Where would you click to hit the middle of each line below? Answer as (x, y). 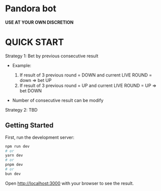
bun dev (13, 174)
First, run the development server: (40, 137)
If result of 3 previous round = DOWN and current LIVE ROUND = (86, 75)
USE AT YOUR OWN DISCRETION (40, 22)
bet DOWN (31, 91)
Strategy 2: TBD (21, 110)
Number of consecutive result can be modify (58, 100)
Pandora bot (31, 9)
